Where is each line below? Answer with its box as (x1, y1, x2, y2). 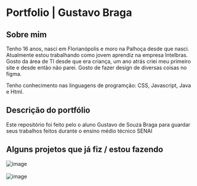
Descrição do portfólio (6, 105, 91, 116)
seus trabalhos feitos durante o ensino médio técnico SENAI (6, 127, 153, 134)
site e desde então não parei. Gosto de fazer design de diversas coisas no (6, 64, 188, 71)
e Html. (6, 88, 24, 95)
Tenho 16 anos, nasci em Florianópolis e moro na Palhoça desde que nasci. (6, 45, 189, 52)
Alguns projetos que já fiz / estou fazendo (6, 145, 164, 155)
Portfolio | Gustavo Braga (6, 6, 133, 20)
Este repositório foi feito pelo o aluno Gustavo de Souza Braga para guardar (6, 121, 190, 128)
